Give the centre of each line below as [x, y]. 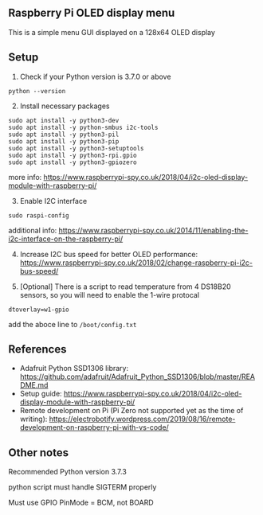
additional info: [33, 230]
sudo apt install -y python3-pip [64, 141]
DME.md [34, 385]
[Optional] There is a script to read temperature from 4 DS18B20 [125, 287]
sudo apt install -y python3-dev [64, 120]
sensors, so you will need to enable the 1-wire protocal [110, 295]
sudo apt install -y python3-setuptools [77, 148]
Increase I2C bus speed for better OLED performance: [108, 254]
